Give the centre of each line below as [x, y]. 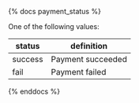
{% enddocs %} [34, 91]
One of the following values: [54, 26]
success [28, 59]
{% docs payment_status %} [54, 11]
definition [89, 46]
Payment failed [79, 72]
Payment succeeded [89, 59]
